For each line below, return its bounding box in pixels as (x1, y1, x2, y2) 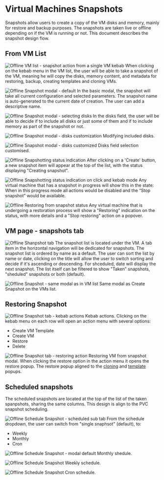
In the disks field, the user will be (93, 113, 160, 119)
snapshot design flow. (5, 35, 50, 41)
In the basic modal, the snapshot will (76, 87, 151, 94)
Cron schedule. (65, 470, 96, 476)
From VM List (5, 50, 47, 58)
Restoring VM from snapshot (88, 353, 147, 359)
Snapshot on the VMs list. (5, 286, 57, 292)
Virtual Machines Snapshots (5, 3, 123, 15)
